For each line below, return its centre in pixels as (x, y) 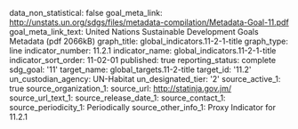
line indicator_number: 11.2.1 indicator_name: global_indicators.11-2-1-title (143, 51)
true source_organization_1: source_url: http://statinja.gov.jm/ (121, 89)
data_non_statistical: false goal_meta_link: (86, 13)
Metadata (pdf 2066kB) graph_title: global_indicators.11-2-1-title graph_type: (149, 41)
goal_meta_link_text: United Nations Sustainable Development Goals (134, 32)
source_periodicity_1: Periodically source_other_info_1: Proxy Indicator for (142, 107)
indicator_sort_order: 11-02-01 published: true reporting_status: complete (143, 60)
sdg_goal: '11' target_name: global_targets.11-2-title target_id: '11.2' (130, 69)
